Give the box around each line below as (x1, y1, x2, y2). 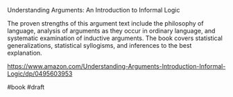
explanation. (7, 48, 43, 57)
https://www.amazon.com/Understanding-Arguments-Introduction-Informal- (7, 62, 226, 70)
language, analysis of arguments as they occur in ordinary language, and (7, 27, 216, 35)
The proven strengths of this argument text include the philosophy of (7, 19, 204, 27)
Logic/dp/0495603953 (7, 69, 73, 78)
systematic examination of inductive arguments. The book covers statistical (7, 34, 223, 42)
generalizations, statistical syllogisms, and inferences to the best (7, 42, 192, 49)
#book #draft (7, 83, 45, 91)
